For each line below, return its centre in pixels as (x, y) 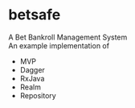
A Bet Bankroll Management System (68, 37)
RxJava (32, 78)
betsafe (35, 15)
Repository (38, 95)
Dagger (33, 69)
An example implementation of (59, 45)
